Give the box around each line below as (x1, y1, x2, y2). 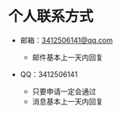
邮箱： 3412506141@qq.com (19, 35, 113, 45)
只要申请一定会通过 (31, 86, 97, 96)
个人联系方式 (8, 7, 94, 26)
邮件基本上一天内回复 (31, 52, 103, 62)
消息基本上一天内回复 (31, 96, 103, 106)
